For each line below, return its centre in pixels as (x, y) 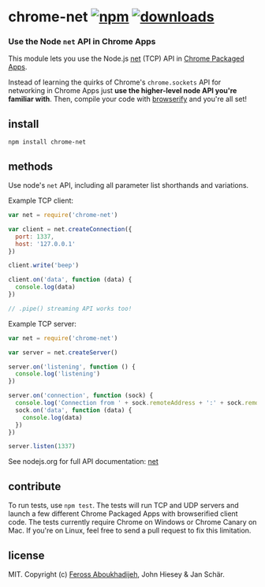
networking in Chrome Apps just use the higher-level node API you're (123, 91)
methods (31, 166)
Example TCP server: (43, 323)
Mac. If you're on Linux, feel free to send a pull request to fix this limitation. (130, 531)
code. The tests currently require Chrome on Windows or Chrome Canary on (132, 522)
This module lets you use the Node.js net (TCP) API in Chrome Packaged (126, 58)
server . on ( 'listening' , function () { (72, 367)
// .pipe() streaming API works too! (70, 308)
